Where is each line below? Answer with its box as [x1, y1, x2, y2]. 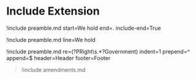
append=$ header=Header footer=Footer [6, 54, 111, 61]
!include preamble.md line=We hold [6, 36, 96, 43]
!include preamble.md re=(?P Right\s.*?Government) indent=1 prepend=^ [6, 47, 190, 55]
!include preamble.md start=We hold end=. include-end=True [6, 24, 161, 32]
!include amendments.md [21, 66, 86, 74]
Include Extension [6, 4, 100, 18]
